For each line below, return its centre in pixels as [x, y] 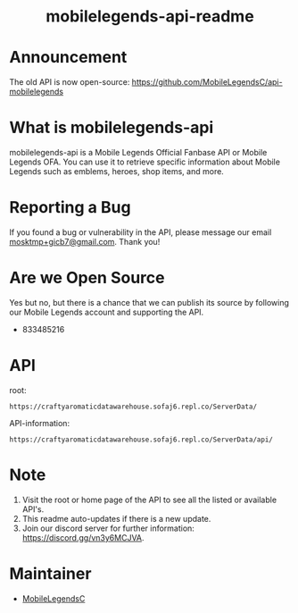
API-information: [39, 423]
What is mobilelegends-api [112, 128]
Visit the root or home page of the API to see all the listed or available [149, 500]
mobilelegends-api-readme [150, 17]
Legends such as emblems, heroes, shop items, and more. [117, 172]
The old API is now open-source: [70, 82]
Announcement [68, 58]
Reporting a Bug [70, 208]
